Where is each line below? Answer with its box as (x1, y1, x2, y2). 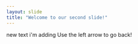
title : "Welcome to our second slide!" (6, 14, 108, 20)
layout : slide (6, 8, 43, 15)
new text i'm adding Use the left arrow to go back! (6, 31, 133, 38)
